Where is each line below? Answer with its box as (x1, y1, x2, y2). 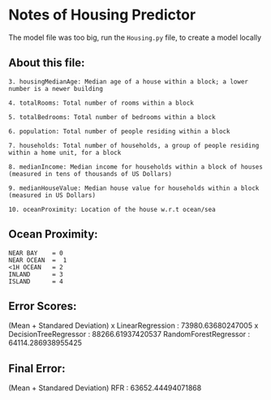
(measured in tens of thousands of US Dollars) (8, 170, 173, 178)
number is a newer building (8, 84, 104, 92)
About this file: (8, 56, 85, 70)
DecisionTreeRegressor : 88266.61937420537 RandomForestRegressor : (8, 329, 251, 339)
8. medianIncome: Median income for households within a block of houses (8, 162, 264, 171)
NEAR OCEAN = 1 (8, 256, 67, 265)
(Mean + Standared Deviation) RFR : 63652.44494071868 (8, 383, 202, 393)
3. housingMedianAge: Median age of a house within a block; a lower (8, 77, 249, 86)
